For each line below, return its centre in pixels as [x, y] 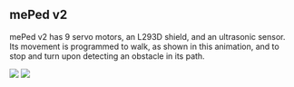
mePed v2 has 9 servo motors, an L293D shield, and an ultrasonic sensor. [147, 36]
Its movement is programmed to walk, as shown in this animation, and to [144, 46]
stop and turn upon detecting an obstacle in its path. [108, 56]
